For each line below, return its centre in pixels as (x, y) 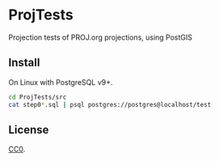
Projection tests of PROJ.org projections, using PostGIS (100, 37)
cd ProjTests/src (38, 97)
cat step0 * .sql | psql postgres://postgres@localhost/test (110, 104)
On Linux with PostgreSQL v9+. (61, 82)
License (29, 130)
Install (24, 63)
